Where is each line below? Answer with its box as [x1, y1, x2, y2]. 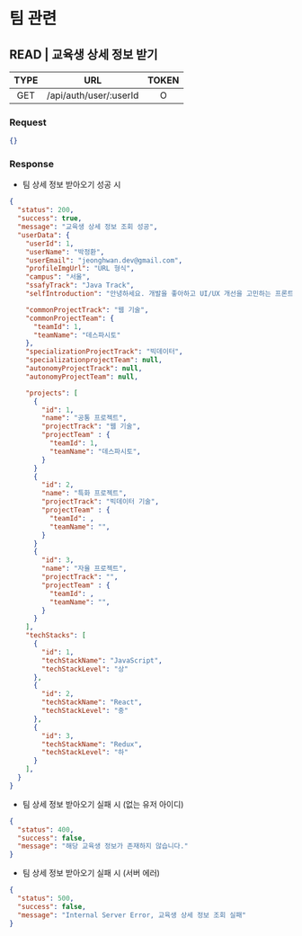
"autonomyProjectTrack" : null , [25, 364, 143, 373]
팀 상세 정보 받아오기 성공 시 [22, 179, 121, 190]
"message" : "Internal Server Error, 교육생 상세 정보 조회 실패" [17, 910, 247, 920]
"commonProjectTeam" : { [25, 314, 115, 323]
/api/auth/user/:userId [46, 89, 139, 102]
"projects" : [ [25, 388, 78, 397]
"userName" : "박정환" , [25, 247, 105, 256]
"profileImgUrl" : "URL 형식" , [25, 264, 135, 273]
